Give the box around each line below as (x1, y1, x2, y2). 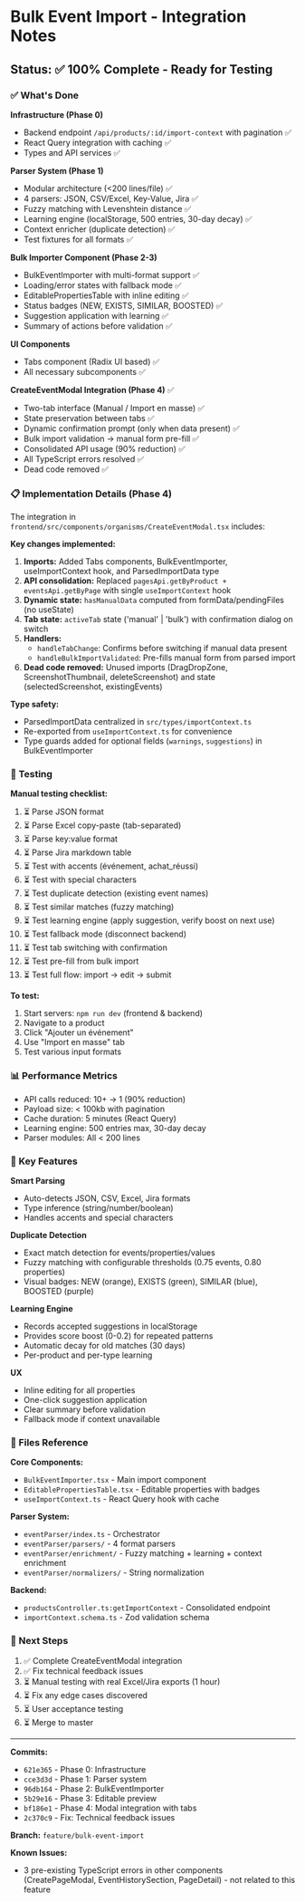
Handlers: (23, 633, 62, 644)
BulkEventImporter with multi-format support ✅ (23, 269, 200, 280)
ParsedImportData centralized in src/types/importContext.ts (23, 716, 253, 727)
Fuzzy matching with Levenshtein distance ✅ (23, 203, 192, 214)
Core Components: (10, 1456, 84, 1468)
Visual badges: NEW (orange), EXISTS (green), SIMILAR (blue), (23, 1276, 259, 1287)
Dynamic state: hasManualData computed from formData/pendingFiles (23, 595, 284, 606)
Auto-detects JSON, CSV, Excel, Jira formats (23, 1193, 191, 1204)
